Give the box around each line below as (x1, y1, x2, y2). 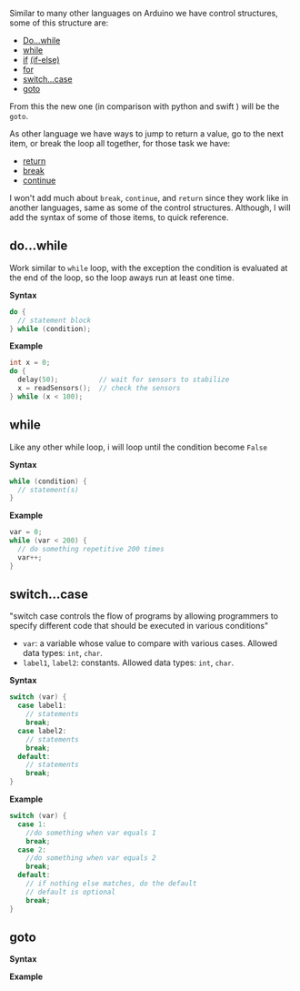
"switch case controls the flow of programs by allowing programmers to (9, 611, 279, 622)
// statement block (17, 316, 92, 325)
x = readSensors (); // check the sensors (17, 384, 181, 393)
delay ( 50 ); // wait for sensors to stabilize (17, 375, 230, 385)
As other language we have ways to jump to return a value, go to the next (9, 128, 285, 139)
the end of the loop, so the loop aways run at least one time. (9, 272, 235, 283)
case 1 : (17, 819, 47, 829)
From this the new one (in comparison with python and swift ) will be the (9, 101, 280, 112)
